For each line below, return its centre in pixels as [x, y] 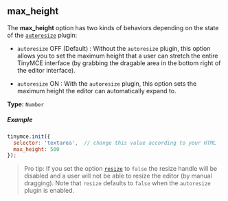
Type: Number [26, 104]
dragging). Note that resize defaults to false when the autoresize [117, 183]
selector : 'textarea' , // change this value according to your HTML [115, 143]
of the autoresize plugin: [42, 35]
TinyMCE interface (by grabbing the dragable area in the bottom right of [119, 63]
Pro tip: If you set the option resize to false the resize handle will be [121, 169]
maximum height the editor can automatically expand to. [96, 91]
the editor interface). [46, 70]
